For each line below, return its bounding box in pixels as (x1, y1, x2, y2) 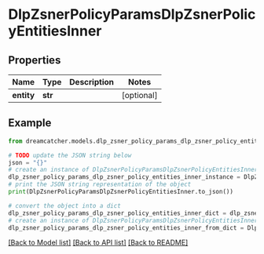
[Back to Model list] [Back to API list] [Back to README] (8, 238, 189, 248)
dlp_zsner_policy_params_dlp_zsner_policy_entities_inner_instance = (8, 173, 241, 181)
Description (69, 77, 114, 87)
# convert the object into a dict (8, 201, 122, 209)
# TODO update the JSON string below (8, 151, 132, 159)
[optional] (121, 90, 158, 100)
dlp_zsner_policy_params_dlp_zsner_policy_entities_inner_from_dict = (8, 223, 244, 232)
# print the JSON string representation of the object (8, 180, 192, 189)
